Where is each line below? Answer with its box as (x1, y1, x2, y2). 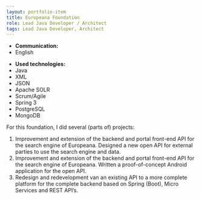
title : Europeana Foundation (6, 15, 80, 21)
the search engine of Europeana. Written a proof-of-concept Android (15, 161, 188, 168)
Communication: (15, 42, 59, 50)
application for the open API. (15, 168, 87, 175)
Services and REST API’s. (15, 187, 79, 194)
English (15, 49, 34, 56)
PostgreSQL (15, 105, 45, 113)
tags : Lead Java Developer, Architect (6, 25, 104, 32)
